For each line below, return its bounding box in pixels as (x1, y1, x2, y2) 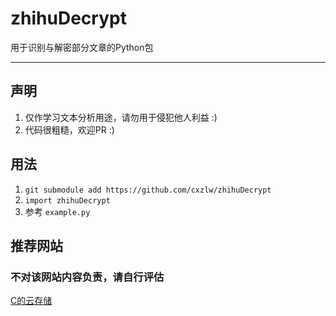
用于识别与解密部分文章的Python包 (10, 41, 154, 53)
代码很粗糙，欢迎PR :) (24, 123, 115, 136)
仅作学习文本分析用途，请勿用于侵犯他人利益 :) (24, 111, 218, 123)
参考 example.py (24, 205, 91, 217)
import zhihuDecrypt (24, 195, 111, 206)
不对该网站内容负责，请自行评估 (10, 270, 165, 284)
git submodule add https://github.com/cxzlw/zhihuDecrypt (24, 185, 272, 195)
